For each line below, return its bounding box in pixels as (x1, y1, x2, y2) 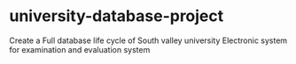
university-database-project (9, 6, 224, 26)
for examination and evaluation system (9, 44, 151, 54)
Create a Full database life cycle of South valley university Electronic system (9, 35, 288, 46)
